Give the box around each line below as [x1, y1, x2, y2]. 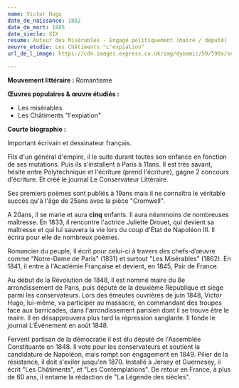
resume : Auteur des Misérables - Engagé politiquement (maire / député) [7, 37, 228, 44]
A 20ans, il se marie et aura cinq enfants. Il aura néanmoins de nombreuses [7, 210, 229, 219]
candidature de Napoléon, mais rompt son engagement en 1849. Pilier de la [7, 350, 228, 358]
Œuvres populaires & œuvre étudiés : [7, 90, 119, 98]
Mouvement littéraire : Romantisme [7, 75, 112, 84]
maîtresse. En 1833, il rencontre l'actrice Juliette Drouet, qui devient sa [7, 218, 215, 226]
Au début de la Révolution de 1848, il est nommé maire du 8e [7, 276, 186, 284]
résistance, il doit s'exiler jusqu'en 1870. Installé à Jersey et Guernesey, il [7, 357, 221, 366]
